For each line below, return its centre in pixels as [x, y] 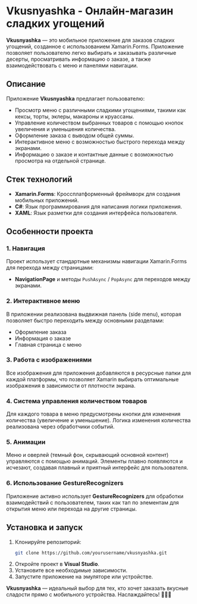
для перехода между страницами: [50, 268]
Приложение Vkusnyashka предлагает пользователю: [75, 98]
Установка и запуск [45, 527]
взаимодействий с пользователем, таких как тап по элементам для [93, 502]
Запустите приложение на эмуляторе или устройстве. [84, 577]
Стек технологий [39, 180]
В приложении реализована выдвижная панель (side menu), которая [94, 314]
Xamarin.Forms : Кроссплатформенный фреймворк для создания [97, 194]
